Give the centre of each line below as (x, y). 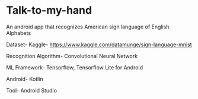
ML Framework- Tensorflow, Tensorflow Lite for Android (75, 67)
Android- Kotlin (25, 79)
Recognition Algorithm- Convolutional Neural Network (72, 56)
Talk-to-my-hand (49, 10)
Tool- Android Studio (32, 90)
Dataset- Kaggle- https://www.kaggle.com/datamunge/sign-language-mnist (99, 44)
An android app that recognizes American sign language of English (88, 27)
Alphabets (19, 33)
